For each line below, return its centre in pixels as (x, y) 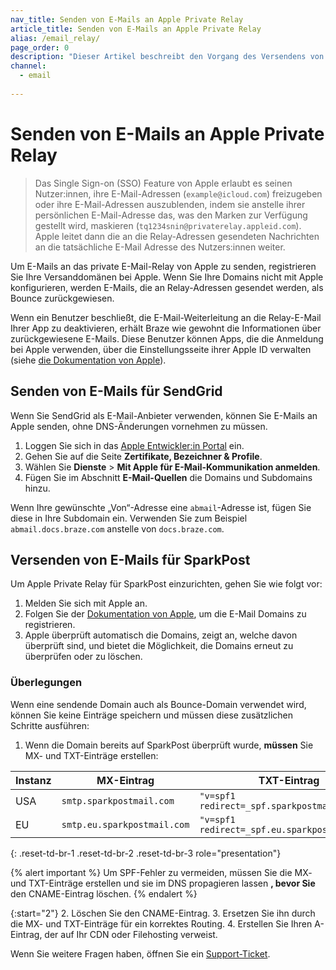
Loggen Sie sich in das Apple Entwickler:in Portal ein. (134, 445)
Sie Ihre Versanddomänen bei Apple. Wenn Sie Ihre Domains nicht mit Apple (167, 277)
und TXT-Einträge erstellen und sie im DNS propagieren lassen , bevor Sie (163, 883)
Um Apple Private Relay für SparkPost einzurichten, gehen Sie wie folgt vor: (166, 584)
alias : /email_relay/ (55, 38)
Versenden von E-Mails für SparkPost (130, 559)
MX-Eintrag (125, 780)
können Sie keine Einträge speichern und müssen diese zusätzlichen (151, 715)
